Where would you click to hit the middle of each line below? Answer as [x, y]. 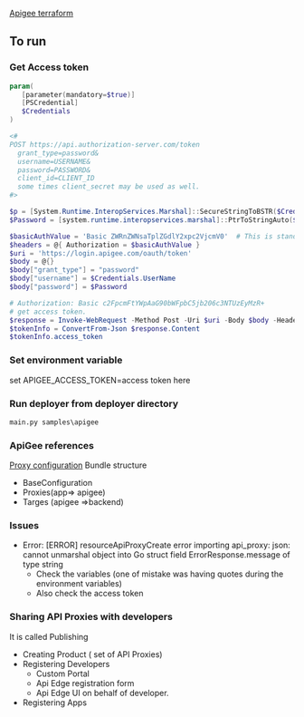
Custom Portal [63, 673]
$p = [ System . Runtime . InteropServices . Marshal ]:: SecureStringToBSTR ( [143, 212]
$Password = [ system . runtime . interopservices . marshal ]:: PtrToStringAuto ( [152, 220]
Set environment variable [66, 360]
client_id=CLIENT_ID [56, 179]
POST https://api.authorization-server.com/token [105, 144]
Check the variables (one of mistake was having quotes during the [160, 574]
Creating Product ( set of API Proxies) [92, 654]
